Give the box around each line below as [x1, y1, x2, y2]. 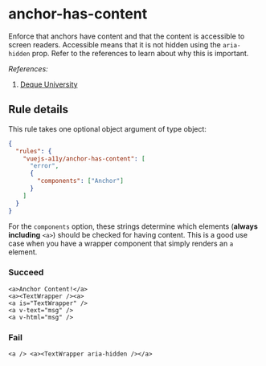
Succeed [8, 266, 44, 278]
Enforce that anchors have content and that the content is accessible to [8, 31, 245, 41]
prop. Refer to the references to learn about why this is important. [31, 48, 249, 58]
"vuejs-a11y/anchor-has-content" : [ [23, 154, 146, 163]
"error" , [29, 162, 59, 170]
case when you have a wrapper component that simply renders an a [8, 238, 234, 248]
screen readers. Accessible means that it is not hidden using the [8, 39, 221, 49]
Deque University [19, 79, 78, 89]
